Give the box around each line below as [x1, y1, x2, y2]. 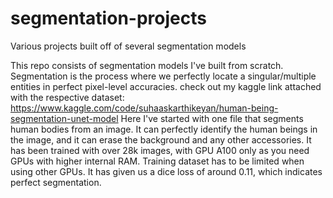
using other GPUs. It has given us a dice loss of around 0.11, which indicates [10, 165, 323, 177]
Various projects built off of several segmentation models [10, 40, 247, 52]
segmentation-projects [10, 7, 207, 30]
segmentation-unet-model [10, 112, 119, 124]
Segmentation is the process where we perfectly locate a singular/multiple [10, 70, 317, 82]
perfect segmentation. [10, 176, 102, 188]
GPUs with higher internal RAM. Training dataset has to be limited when [10, 155, 305, 167]
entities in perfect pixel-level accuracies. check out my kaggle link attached [10, 80, 322, 92]
